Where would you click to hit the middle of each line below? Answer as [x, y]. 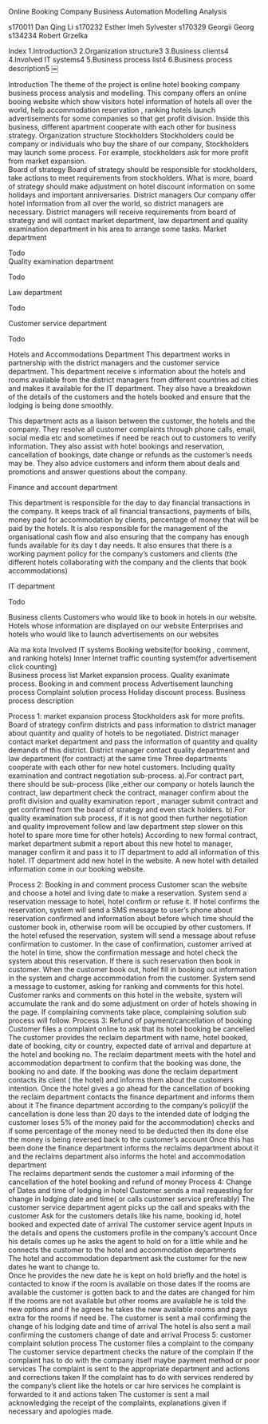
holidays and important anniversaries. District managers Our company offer [132, 195]
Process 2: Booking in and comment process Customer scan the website [128, 884]
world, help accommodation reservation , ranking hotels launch [112, 110]
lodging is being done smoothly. [61, 405]
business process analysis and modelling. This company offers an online [128, 93]
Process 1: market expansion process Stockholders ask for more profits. [126, 716]
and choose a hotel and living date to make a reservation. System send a [128, 893]
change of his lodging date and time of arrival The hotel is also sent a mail [130, 1326]
